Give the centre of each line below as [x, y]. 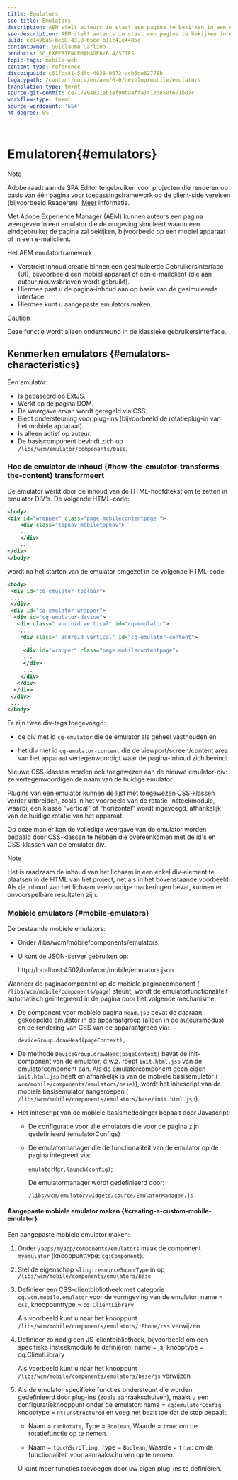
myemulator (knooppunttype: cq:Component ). [80, 1255]
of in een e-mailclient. [39, 239]
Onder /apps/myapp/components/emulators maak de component [109, 1248]
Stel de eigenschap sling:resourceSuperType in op [91, 1269]
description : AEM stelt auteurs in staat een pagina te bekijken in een [117, 27]
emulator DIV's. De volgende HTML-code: [68, 499]
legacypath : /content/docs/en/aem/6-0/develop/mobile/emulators [104, 80]
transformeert [79, 476]
